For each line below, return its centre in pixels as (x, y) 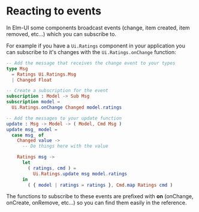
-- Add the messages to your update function (64, 118)
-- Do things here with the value (65, 146)
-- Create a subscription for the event (58, 91)
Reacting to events (54, 11)
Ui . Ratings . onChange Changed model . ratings (67, 108)
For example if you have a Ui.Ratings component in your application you (96, 46)
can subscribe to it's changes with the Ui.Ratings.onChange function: (91, 52)
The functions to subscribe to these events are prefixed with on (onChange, (100, 196)
